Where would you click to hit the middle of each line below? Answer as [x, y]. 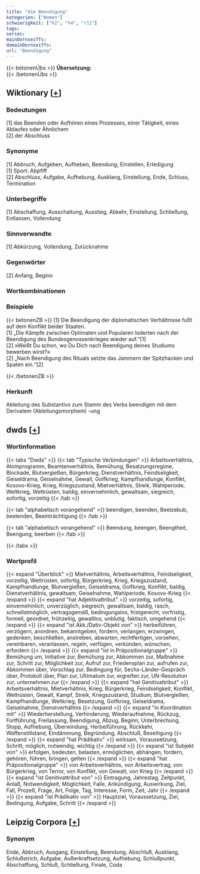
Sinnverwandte [29, 233]
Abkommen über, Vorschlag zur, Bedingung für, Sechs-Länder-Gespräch [96, 670]
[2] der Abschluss [28, 136]
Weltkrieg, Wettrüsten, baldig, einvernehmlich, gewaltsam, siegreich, [90, 491]
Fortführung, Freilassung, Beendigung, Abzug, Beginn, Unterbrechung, [93, 720]
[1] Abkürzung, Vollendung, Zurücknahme [57, 247]
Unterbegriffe [26, 199]
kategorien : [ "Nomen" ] [34, 17]
